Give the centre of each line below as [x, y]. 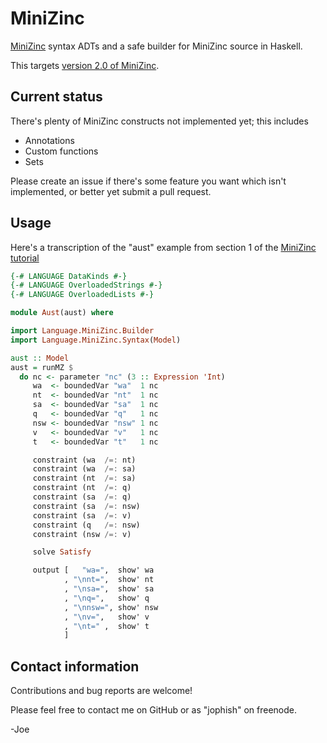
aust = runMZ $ [42, 367]
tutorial [25, 258]
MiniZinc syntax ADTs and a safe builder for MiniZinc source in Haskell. [156, 46]
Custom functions [61, 151]
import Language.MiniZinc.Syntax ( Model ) [96, 340]
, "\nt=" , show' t [106, 626]
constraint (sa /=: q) [82, 497]
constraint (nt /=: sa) [84, 478]
